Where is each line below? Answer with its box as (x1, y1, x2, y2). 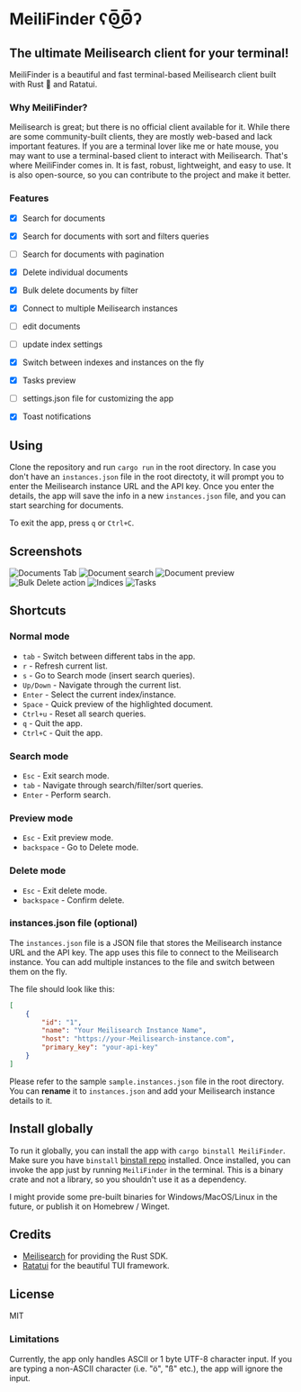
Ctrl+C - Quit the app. (22, 727, 103, 738)
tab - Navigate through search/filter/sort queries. (22, 779, 204, 790)
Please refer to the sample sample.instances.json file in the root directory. (9, 1076, 285, 1087)
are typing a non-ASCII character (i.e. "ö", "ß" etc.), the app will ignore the (9, 1363, 283, 1374)
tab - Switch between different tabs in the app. (22, 651, 196, 661)
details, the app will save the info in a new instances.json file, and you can (9, 490, 286, 502)
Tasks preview (22, 375, 76, 386)
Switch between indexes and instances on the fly (22, 357, 205, 368)
